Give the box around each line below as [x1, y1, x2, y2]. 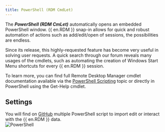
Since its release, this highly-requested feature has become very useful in [5, 47, 159, 53]
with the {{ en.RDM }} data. [5, 116, 62, 122]
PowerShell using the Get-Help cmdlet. [5, 83, 86, 89]
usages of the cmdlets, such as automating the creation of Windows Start [5, 57, 158, 63]
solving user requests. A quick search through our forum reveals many [5, 52, 152, 58]
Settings [5, 98, 33, 106]
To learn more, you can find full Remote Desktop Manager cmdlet [5, 72, 141, 78]
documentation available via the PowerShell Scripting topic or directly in [5, 78, 155, 84]
